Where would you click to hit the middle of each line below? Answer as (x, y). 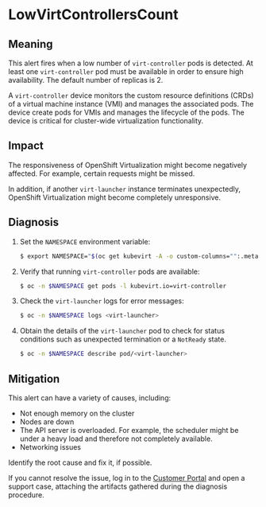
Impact (26, 146)
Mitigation (34, 378)
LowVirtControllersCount (93, 15)
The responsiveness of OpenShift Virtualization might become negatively (128, 165)
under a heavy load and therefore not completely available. (116, 439)
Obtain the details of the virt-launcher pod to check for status (122, 331)
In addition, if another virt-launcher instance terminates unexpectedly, (124, 189)
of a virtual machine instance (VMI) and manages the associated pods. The (131, 104)
